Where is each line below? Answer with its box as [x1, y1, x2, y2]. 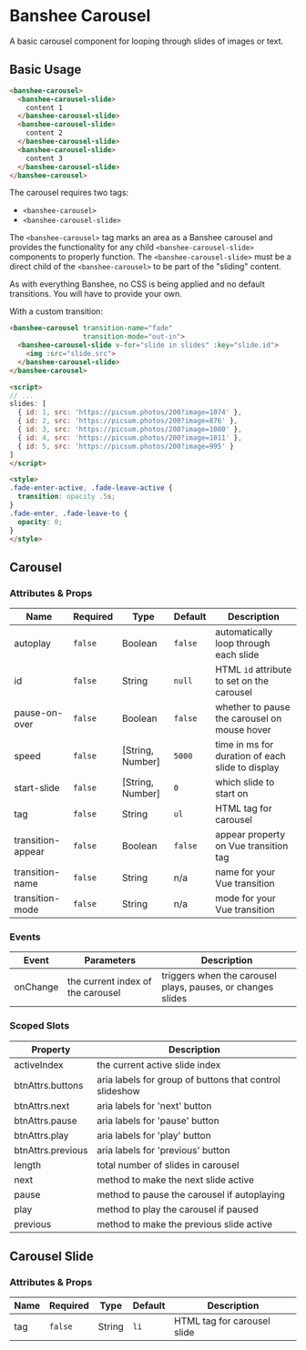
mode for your [215, 892, 276, 905]
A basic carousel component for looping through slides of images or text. [9, 36, 284, 46]
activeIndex [14, 1058, 64, 1071]
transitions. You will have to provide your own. [9, 289, 182, 299]
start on [215, 787, 249, 800]
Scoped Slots [9, 1020, 70, 1032]
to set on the [215, 675, 270, 687]
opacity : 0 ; [17, 517, 64, 526]
